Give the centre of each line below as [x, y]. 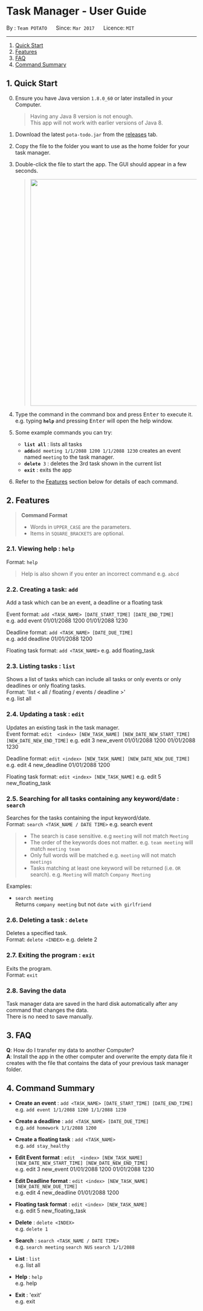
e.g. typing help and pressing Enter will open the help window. [94, 421]
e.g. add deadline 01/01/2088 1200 [49, 639]
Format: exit [22, 975]
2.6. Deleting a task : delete [47, 920]
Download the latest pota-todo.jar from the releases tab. [86, 134]
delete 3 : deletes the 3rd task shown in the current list [93, 463]
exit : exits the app [48, 470]
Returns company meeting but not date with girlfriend [83, 904]
